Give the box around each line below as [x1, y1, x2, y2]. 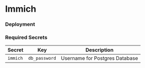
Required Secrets [5, 34, 48, 41]
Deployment [5, 21, 36, 28]
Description [85, 46, 114, 53]
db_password [28, 55, 56, 61]
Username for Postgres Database [61, 55, 138, 62]
